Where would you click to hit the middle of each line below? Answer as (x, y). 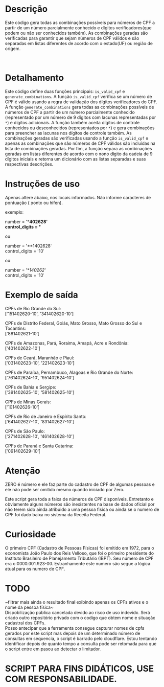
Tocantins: (16, 328)
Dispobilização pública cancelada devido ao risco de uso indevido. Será (78, 612)
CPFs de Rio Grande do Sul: (33, 308)
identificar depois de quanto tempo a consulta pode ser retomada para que (81, 643)
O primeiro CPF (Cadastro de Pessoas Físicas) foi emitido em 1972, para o (80, 548)
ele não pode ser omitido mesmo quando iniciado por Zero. (65, 489)
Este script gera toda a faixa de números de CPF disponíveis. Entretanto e (80, 499)
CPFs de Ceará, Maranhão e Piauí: (40, 358)
